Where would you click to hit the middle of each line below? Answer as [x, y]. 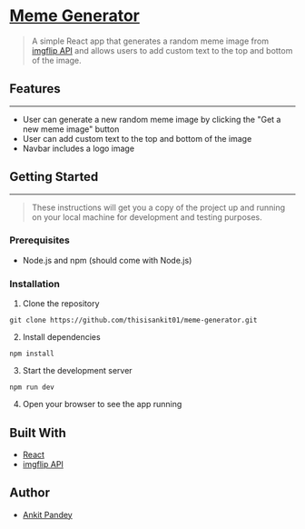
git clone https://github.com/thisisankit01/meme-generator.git [133, 320]
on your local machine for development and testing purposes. [147, 217]
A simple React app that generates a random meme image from [150, 41]
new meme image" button [71, 129]
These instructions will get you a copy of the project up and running [158, 207]
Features [35, 89]
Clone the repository [61, 304]
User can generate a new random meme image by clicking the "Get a [152, 119]
